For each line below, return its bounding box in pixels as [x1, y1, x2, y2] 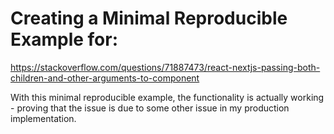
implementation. [10, 112, 77, 124]
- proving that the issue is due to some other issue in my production [10, 102, 290, 114]
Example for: [10, 28, 119, 51]
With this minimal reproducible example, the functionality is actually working [10, 91, 325, 103]
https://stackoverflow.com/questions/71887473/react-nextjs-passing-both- [10, 61, 321, 73]
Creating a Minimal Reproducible [10, 7, 288, 30]
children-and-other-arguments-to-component [10, 72, 200, 84]
